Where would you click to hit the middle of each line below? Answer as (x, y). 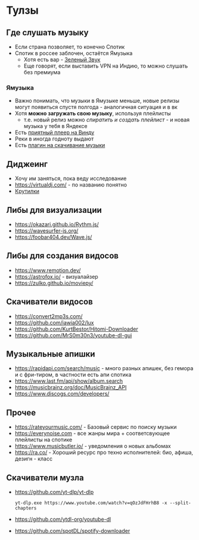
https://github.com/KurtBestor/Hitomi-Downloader (76, 329)
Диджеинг (27, 164)
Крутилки (27, 191)
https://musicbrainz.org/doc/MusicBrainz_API (71, 388)
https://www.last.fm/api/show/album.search (69, 381)
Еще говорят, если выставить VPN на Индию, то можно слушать (106, 66)
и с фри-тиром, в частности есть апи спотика (73, 375)
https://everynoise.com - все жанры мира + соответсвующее (92, 434)
